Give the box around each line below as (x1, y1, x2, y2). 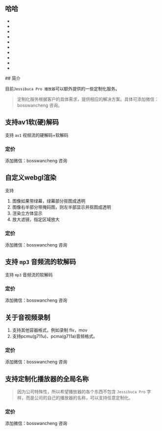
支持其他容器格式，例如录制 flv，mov (12, 327, 88, 333)
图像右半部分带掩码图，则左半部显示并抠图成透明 (12, 204, 111, 210)
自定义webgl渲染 (5, 174, 57, 182)
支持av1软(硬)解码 (5, 118, 59, 126)
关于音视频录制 (5, 313, 50, 321)
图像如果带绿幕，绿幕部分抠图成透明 (12, 198, 86, 204)
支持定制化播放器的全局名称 (5, 374, 89, 383)
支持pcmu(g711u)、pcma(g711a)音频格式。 (12, 333, 98, 339)
